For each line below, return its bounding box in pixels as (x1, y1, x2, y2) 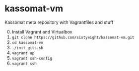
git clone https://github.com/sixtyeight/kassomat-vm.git (11, 35, 135, 40)
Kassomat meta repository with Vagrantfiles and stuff (4, 19, 114, 25)
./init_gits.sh (11, 45, 44, 50)
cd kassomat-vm (11, 40, 44, 45)
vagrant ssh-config (11, 56, 53, 61)
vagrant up (11, 50, 35, 56)
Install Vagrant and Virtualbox (11, 29, 72, 35)
